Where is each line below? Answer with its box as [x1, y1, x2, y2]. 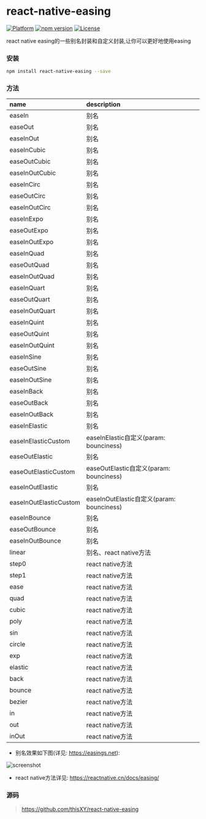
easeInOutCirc [9, 204, 51, 212]
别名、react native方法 [86, 549, 151, 557]
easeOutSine [9, 364, 47, 373]
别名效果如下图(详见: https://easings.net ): [15, 749, 120, 756]
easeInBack [9, 387, 44, 396]
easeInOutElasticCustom [9, 498, 81, 507]
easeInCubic [9, 146, 46, 154]
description [86, 100, 121, 109]
